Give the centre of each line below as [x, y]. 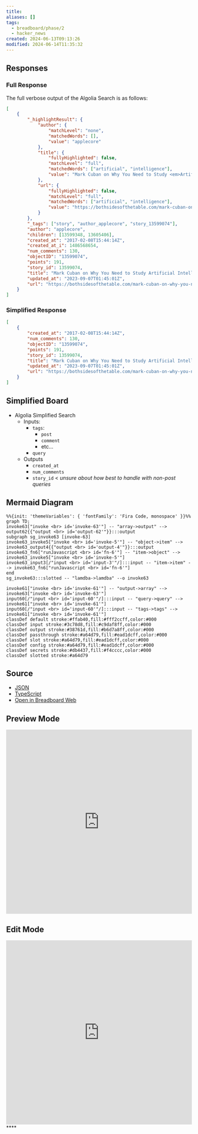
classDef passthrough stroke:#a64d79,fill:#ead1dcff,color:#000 [87, 635]
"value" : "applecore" [75, 141]
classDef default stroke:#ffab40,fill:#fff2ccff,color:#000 [82, 619]
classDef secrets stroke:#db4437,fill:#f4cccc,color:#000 [79, 650]
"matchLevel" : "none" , [76, 131]
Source [20, 673]
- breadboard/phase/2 [38, 28]
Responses [27, 68]
